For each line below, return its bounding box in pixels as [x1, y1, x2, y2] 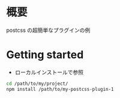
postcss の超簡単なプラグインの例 [6, 26, 91, 34]
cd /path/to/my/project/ [6, 81, 68, 87]
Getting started [6, 48, 84, 62]
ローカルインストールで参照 [14, 69, 84, 76]
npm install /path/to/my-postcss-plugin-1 [6, 86, 114, 92]
